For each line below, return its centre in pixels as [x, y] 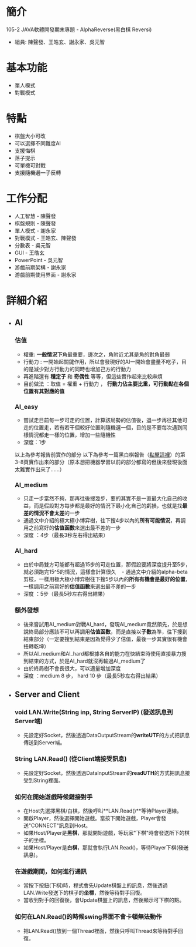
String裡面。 [49, 780]
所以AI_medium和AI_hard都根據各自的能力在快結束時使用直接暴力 [102, 653]
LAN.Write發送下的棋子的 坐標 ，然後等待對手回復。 [84, 893]
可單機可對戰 [30, 165]
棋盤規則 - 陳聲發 [35, 223]
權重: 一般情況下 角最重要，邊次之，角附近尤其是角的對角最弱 [97, 354]
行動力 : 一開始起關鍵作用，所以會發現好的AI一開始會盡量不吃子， [102, 361]
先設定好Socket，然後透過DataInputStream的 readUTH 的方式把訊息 [104, 773]
